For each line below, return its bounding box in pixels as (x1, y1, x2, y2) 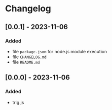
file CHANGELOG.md (12, 54, 47, 60)
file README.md (12, 59, 40, 65)
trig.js (12, 99, 24, 105)
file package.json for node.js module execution (12, 48, 107, 54)
